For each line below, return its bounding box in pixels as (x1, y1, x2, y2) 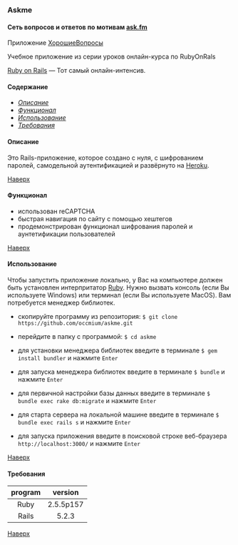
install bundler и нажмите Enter (17, 353, 119, 362)
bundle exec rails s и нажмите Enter (17, 417, 131, 426)
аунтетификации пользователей (17, 230, 115, 238)
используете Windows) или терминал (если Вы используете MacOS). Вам (7, 290, 232, 299)
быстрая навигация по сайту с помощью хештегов (17, 214, 173, 223)
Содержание (7, 82, 48, 91)
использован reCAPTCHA (17, 207, 95, 215)
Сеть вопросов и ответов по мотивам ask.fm (7, 23, 148, 31)
